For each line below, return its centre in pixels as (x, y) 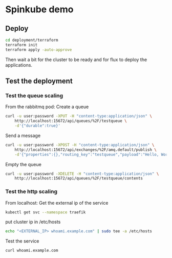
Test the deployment (39, 81)
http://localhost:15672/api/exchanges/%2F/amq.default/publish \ (86, 150)
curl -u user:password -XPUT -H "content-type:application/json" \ (79, 116)
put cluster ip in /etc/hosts (33, 222)
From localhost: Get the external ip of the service (57, 203)
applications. (19, 65)
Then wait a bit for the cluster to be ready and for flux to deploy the (76, 59)
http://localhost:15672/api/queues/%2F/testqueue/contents (79, 178)
